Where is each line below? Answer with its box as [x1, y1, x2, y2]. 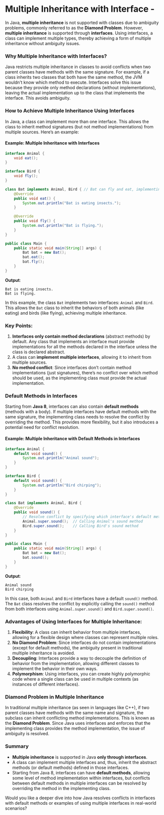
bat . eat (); [22, 255, 45, 260]
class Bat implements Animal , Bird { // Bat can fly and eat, [5, 187, 134, 192]
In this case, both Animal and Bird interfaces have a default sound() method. [5, 595, 158, 601]
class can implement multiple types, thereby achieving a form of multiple [5, 35, 151, 41]
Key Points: [5, 322, 33, 329]
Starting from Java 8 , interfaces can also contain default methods [5, 403, 139, 410]
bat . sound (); [22, 555, 49, 560]
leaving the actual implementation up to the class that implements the [5, 90, 145, 96]
